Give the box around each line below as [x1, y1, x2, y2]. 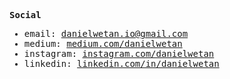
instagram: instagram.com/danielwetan [23, 48, 215, 59]
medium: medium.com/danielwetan [23, 38, 183, 49]
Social [9, 10, 42, 20]
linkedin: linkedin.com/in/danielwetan [23, 58, 220, 69]
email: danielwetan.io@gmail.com [23, 28, 189, 39]
